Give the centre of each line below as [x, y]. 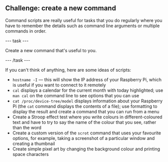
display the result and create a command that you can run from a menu [86, 111]
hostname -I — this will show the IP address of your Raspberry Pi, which [87, 79]
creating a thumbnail [34, 143]
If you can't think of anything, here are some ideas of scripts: [68, 70]
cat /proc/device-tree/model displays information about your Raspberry [88, 101]
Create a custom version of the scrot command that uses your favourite [87, 133]
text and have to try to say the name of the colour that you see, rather [84, 122]
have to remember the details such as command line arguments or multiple [82, 26]
